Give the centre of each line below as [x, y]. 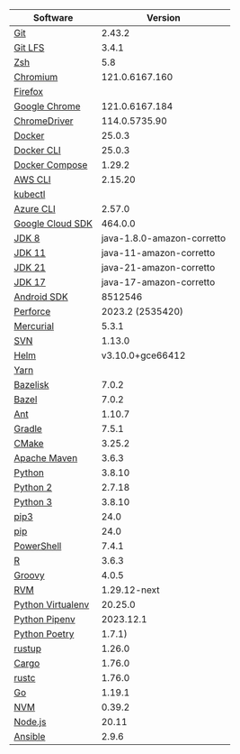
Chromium [36, 77]
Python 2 [33, 487]
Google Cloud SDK [53, 223]
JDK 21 [30, 267]
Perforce [32, 312]
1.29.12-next [130, 590]
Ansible [30, 736]
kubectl [30, 194]
